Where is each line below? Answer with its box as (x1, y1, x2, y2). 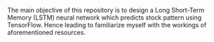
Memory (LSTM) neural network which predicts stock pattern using (7, 13, 202, 22)
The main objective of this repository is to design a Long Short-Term (7, 6, 205, 14)
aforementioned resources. (7, 28, 86, 36)
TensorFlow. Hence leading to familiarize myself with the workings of (7, 21, 207, 29)
